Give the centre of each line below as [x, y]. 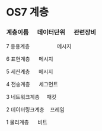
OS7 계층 [28, 12]
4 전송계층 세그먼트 [32, 85]
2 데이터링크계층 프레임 [36, 110]
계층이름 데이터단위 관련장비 [51, 32]
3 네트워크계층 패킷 [31, 97]
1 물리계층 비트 [27, 122]
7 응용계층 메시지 [39, 46]
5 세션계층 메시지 [30, 71]
